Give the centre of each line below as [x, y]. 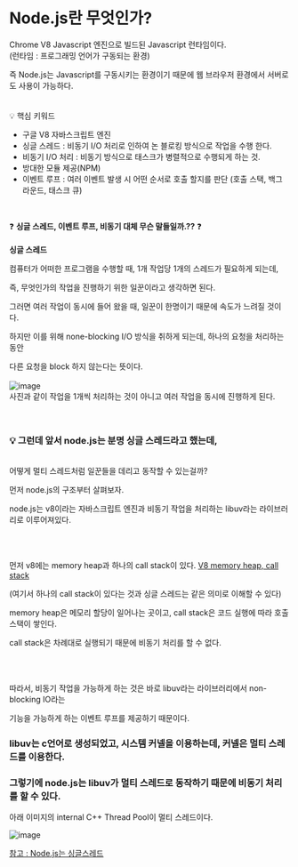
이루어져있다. [48, 520]
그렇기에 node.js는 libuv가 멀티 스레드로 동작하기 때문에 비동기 [137, 783]
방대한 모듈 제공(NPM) [61, 168]
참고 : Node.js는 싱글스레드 [56, 854]
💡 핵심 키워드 [32, 116]
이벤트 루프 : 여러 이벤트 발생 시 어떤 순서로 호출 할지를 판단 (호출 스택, [144, 179]
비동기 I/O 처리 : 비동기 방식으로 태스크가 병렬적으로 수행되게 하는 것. [141, 157]
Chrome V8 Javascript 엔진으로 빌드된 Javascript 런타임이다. [118, 44]
